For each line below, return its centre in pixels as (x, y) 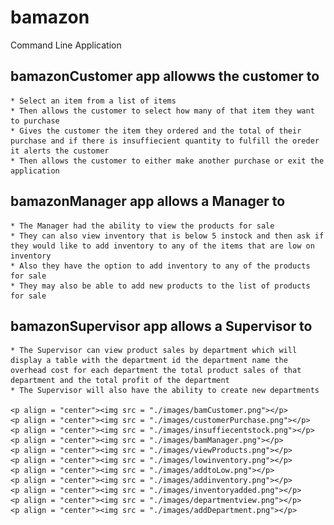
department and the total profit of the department (120, 381)
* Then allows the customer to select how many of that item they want (162, 111)
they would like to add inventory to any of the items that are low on (162, 246)
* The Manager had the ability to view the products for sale (142, 226)
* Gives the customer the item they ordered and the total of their (156, 131)
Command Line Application (66, 45)
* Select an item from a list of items (93, 101)
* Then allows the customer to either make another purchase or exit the (167, 161)
